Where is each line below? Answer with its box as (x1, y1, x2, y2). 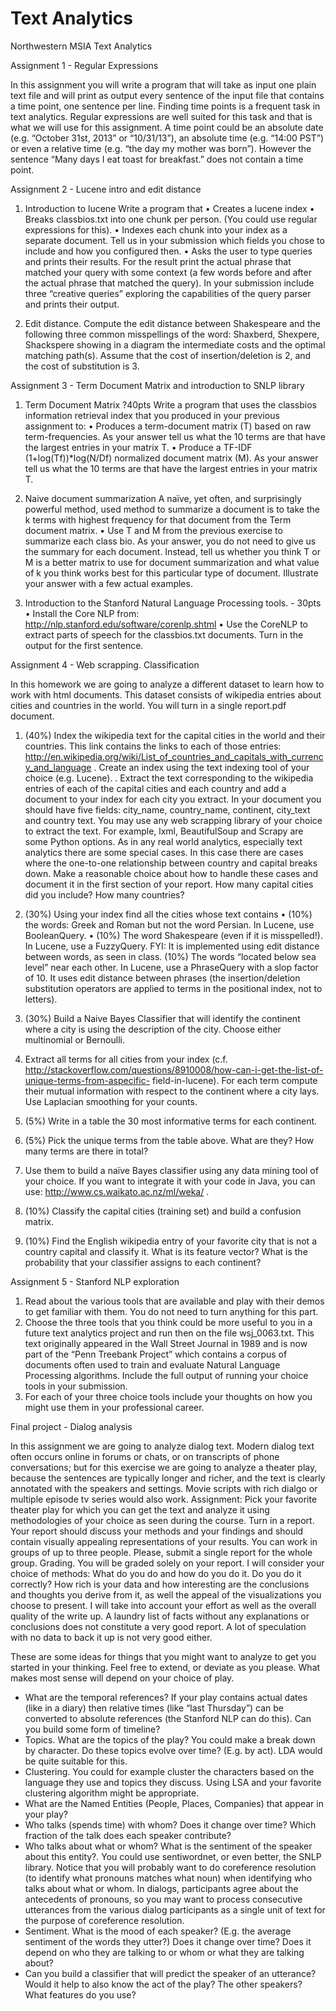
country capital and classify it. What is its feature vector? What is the (24, 1245, 308, 1257)
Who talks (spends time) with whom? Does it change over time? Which (24, 1818, 317, 1831)
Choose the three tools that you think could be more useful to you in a (24, 1316, 313, 1328)
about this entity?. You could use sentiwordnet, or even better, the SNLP (24, 1850, 322, 1862)
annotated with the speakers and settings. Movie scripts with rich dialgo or (10, 1482, 318, 1494)
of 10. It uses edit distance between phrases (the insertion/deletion (24, 972, 301, 984)
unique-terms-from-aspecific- (24, 1074, 151, 1086)
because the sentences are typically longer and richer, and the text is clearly (10, 1472, 326, 1484)
